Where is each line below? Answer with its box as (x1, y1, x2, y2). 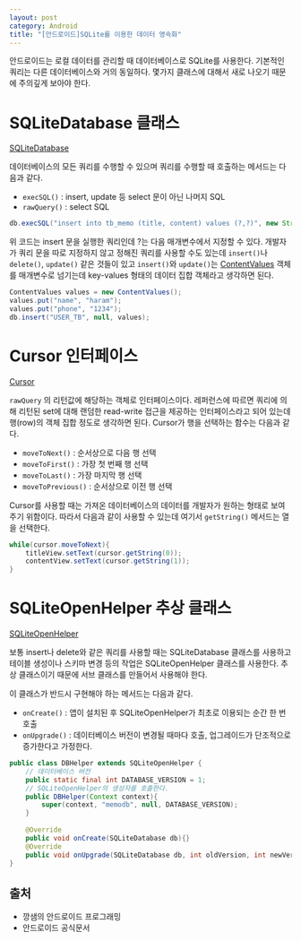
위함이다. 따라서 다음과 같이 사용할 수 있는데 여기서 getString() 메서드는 (25, 511, 280, 522)
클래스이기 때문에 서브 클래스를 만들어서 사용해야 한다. (18, 669, 208, 680)
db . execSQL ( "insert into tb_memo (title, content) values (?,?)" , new (9, 219, 279, 229)
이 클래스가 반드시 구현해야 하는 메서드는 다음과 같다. (9, 688, 193, 699)
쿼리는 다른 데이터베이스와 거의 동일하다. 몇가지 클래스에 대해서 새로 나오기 (9, 66, 271, 77)
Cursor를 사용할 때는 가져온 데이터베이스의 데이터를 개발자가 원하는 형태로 (9, 499, 269, 511)
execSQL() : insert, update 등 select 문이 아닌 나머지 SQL (21, 192, 226, 203)
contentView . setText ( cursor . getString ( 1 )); (25, 557, 191, 565)
